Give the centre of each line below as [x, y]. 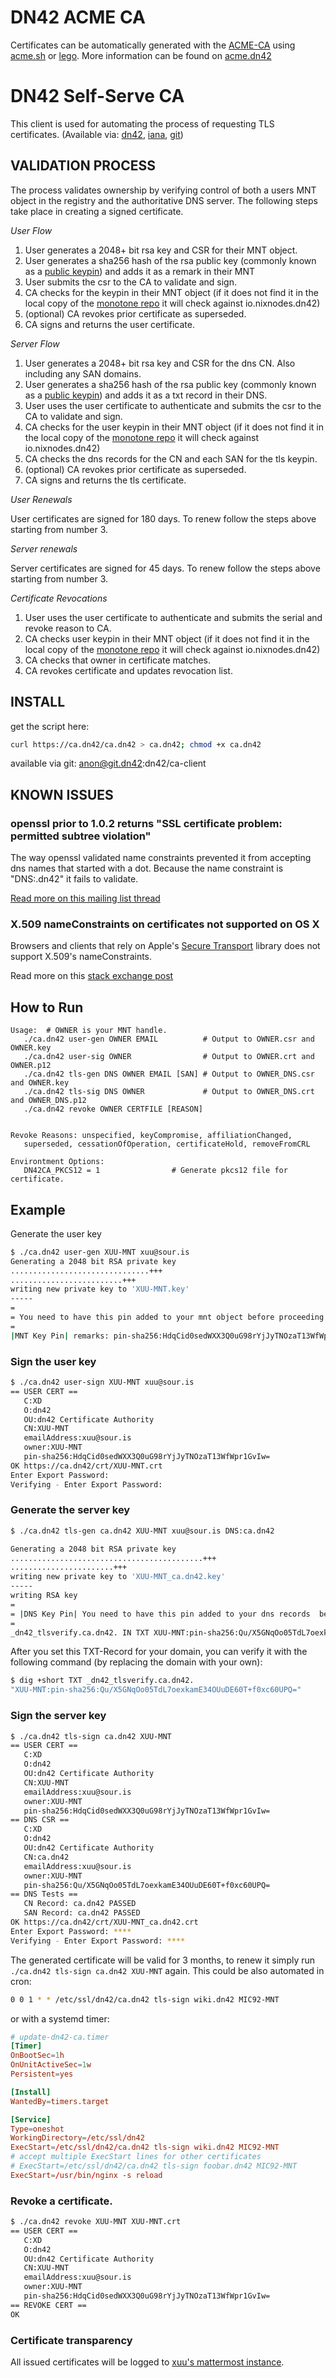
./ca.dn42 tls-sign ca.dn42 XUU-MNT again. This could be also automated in [167, 1970]
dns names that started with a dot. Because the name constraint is [147, 868]
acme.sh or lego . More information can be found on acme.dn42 [141, 55]
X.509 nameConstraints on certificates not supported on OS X [165, 924]
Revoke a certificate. [61, 2201]
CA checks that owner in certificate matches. [118, 660]
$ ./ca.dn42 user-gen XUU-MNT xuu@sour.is [100, 1252]
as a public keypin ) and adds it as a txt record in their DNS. [146, 395]
